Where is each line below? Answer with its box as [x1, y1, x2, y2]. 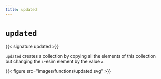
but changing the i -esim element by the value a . [5, 58, 105, 64]
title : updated [5, 7, 37, 12]
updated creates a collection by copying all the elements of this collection [5, 53, 156, 59]
